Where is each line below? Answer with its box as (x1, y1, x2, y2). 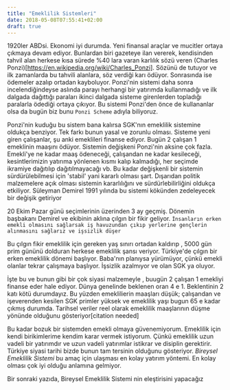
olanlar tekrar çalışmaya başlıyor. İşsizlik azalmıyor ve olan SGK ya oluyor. (7, 262, 215, 270)
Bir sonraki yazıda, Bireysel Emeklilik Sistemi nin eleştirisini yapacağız (7, 375, 204, 383)
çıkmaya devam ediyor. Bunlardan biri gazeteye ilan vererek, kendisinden (7, 49, 214, 57)
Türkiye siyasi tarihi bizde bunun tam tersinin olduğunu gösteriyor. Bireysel (7, 347, 218, 355)
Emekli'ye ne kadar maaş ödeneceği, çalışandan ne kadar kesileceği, (7, 150, 202, 158)
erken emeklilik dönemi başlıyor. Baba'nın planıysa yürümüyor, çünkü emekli (7, 254, 223, 263)
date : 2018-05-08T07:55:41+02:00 (7, 17, 103, 23)
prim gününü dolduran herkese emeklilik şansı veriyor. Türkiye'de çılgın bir (7, 247, 218, 255)
